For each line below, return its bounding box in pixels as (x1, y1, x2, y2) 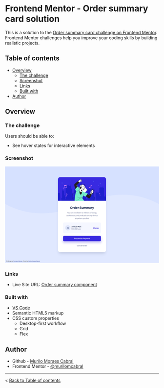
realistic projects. (5, 40, 40, 46)
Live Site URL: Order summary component (12, 282, 97, 288)
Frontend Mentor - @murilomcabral (12, 364, 84, 369)
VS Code (12, 305, 30, 311)
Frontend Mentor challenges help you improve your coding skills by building (5, 35, 158, 41)
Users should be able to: (5, 133, 55, 139)
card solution (5, 13, 60, 24)
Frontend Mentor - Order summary (5, 3, 148, 14)
